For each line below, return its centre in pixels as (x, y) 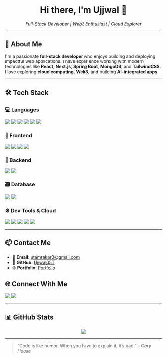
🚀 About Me (24, 44)
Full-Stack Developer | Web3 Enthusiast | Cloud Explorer (83, 24)
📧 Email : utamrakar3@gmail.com (46, 257)
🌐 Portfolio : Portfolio (34, 268)
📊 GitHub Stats (29, 317)
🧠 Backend (18, 160)
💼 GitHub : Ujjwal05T (33, 263)
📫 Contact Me (28, 243)
